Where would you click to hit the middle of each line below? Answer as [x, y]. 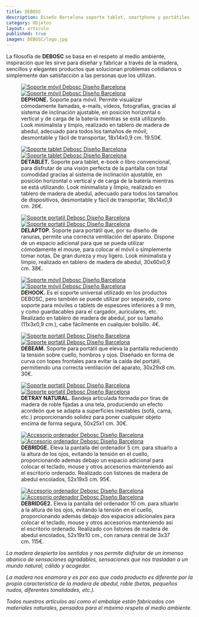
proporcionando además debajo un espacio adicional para [92, 460]
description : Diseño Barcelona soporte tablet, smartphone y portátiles [98, 17]
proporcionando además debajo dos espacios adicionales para [98, 516]
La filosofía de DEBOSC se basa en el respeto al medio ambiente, [86, 56]
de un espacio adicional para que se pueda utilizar [83, 243]
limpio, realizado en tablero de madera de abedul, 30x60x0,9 [96, 262]
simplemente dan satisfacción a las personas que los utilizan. [81, 75]
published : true [26, 34]
